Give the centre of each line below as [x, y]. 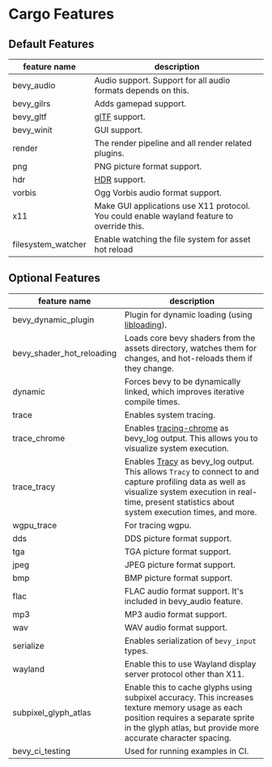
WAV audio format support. [176, 627]
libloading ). [146, 325]
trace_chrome [39, 438]
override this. [119, 226]
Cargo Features [62, 14]
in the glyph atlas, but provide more [191, 727]
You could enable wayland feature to [164, 216]
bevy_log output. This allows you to [191, 438]
